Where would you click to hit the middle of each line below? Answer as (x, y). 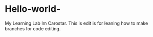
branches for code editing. (33, 28)
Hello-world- (33, 9)
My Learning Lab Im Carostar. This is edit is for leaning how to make (76, 23)
